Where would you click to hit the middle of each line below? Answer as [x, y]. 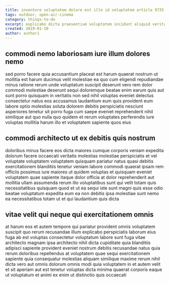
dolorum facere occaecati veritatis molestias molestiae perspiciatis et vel [81, 156]
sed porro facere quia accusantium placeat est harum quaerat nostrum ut [82, 74]
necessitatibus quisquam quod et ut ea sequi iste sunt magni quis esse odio [84, 188]
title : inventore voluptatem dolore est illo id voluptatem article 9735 [85, 10]
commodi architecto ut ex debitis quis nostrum [80, 138]
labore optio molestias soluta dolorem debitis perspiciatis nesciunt [74, 106]
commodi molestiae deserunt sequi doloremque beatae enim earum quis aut [85, 90]
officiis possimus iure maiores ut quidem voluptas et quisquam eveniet [79, 172]
